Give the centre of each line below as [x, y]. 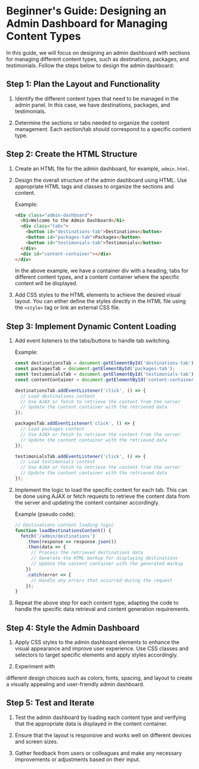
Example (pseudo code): [45, 514]
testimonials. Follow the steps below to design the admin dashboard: [90, 65]
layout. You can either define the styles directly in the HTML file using [100, 301]
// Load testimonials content [58, 462]
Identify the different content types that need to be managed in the [97, 98]
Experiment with [35, 667]
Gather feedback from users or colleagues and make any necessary [98, 753]
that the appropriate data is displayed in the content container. [91, 723]
